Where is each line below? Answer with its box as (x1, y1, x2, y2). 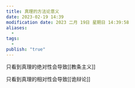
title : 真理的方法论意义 (6, 8, 60, 15)
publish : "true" (6, 47, 46, 52)
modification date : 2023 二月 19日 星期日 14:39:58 (6, 19, 130, 25)
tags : (6, 36, 19, 41)
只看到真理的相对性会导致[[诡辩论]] (6, 75, 91, 82)
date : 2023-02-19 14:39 (6, 14, 64, 20)
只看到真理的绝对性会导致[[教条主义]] (6, 63, 96, 70)
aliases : (6, 24, 27, 31)
